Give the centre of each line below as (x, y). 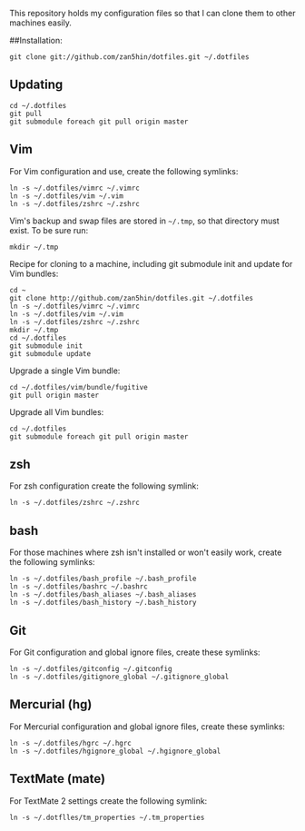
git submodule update (50, 353)
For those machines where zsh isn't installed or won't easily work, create (146, 552)
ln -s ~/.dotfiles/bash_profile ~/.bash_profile (103, 579)
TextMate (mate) (58, 779)
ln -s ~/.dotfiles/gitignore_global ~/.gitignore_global (119, 677)
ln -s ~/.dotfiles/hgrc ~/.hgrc (70, 743)
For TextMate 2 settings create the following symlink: (108, 801)
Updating (36, 85)
